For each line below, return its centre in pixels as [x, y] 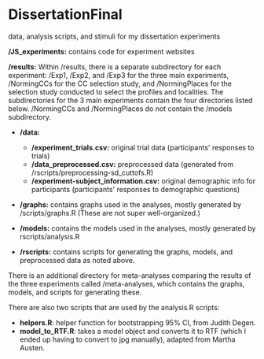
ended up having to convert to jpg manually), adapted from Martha [127, 339]
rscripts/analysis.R [49, 236]
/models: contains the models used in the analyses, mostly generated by [137, 228]
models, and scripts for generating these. [75, 292]
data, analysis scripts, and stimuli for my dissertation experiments [114, 36]
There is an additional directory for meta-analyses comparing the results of [130, 275]
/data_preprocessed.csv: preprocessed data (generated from [132, 164]
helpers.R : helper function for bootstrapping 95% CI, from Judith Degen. [137, 322]
